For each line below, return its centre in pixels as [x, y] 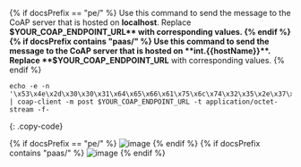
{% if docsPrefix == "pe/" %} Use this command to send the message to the [150, 13]
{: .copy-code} [36, 126]
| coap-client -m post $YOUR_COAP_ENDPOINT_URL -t [106, 102]
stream [21, 110]
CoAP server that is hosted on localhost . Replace [100, 22]
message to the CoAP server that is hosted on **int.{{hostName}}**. [140, 51]
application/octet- [242, 102]
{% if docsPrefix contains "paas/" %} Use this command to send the [139, 41]
